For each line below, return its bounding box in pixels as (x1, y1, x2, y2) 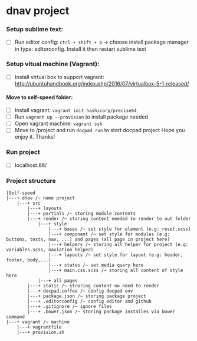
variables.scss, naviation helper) (6, 247, 94, 253)
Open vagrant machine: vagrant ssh (14, 120, 103, 127)
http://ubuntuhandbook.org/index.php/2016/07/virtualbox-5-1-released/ (14, 80, 189, 87)
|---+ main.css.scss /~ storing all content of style (48, 267, 183, 274)
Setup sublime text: (6, 25, 64, 34)
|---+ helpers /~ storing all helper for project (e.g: (48, 242, 189, 248)
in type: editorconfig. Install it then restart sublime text (14, 45, 146, 53)
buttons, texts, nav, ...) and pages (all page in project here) (6, 237, 170, 242)
